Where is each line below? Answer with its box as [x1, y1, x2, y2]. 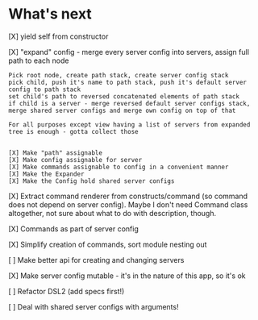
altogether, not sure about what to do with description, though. [8, 208, 217, 218]
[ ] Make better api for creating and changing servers [8, 255, 185, 264]
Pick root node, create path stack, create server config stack [8, 71, 229, 79]
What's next [8, 5, 93, 23]
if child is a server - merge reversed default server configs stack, [8, 99, 251, 107]
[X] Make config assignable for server [8, 156, 143, 164]
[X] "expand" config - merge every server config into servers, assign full [8, 47, 250, 56]
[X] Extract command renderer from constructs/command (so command [8, 191, 248, 201]
